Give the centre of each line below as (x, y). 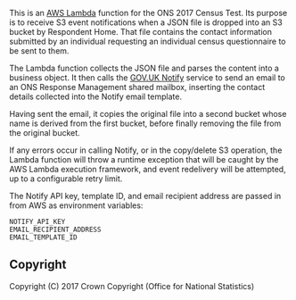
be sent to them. (39, 51)
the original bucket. (45, 133)
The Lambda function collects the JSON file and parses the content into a (144, 68)
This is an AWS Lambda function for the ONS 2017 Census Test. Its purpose (148, 13)
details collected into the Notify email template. (96, 96)
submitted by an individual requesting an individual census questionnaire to (148, 41)
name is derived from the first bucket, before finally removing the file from (145, 123)
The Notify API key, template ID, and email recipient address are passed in (145, 196)
